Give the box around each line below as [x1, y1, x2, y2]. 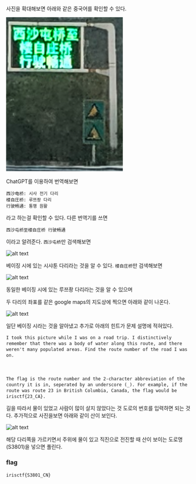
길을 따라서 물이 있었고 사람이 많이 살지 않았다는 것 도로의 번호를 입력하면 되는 [6, 405, 185, 412]
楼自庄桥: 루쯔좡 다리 [6, 197, 52, 203]
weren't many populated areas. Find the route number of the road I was [6, 346, 188, 352]
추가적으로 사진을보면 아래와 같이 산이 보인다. [13, 412, 117, 419]
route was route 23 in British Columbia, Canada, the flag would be [6, 388, 177, 393]
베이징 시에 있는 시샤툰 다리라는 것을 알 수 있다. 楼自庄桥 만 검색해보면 [6, 262, 163, 269]
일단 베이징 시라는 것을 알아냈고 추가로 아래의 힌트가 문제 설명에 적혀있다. [6, 322, 174, 329]
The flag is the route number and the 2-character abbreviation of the [6, 376, 185, 382]
